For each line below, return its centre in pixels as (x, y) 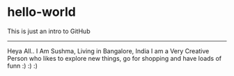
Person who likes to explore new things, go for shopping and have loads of (115, 58)
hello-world (42, 12)
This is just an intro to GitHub (49, 31)
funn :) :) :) (23, 66)
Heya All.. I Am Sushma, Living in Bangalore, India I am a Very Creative (108, 51)
